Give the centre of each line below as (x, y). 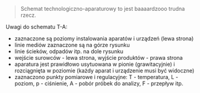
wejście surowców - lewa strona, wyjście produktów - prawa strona (98, 58)
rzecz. (28, 15)
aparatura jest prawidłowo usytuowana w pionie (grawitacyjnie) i (95, 64)
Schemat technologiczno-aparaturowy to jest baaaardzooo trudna (103, 9)
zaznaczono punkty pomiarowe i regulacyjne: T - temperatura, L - (96, 77)
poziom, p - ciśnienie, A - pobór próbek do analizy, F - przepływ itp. (99, 83)
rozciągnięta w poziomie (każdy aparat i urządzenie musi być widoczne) (104, 71)
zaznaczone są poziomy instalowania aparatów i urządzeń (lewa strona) (104, 38)
